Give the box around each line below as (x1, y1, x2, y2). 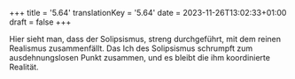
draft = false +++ (9, 17, 72, 27)
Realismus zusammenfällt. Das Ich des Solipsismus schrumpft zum (9, 43, 253, 54)
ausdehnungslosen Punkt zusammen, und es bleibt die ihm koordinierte (9, 53, 270, 62)
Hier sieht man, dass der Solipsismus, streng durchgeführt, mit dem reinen (9, 34, 282, 44)
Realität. (9, 61, 39, 72)
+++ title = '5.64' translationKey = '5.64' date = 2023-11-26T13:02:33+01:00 (9, 8, 287, 18)
